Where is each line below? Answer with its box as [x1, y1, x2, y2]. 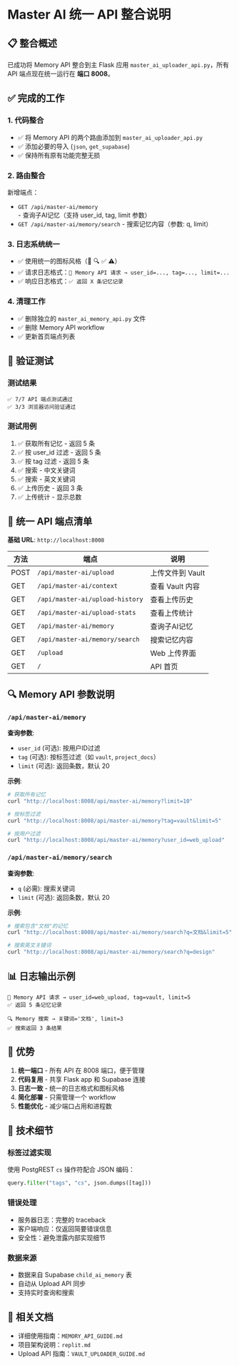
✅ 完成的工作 [7, 92, 65, 104]
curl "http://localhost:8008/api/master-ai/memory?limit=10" [7, 797, 193, 805]
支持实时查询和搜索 [17, 1288, 75, 1297]
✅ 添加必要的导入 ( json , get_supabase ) [17, 142, 131, 151]
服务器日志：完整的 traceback [17, 1215, 106, 1224]
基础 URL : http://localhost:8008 [7, 536, 105, 544]
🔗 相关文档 [7, 1311, 54, 1324]
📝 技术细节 [7, 1125, 54, 1137]
